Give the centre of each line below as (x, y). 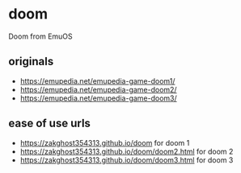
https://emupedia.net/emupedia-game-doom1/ (97, 80)
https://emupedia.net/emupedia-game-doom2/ (98, 89)
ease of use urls (50, 124)
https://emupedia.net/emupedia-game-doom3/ (99, 98)
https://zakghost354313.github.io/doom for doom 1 (105, 142)
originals (31, 62)
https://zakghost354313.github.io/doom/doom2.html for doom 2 (127, 151)
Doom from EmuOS (40, 36)
